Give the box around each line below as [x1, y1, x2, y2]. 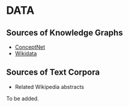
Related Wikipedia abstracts [14, 83, 85, 90]
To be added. [6, 94, 39, 102]
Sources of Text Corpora [6, 67, 100, 78]
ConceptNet [14, 43, 46, 50]
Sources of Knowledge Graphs [6, 28, 123, 38]
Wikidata [14, 50, 37, 57]
